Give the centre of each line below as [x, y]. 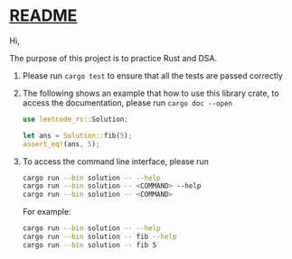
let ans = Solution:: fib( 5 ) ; [77, 135]
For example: [47, 212]
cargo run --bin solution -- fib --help [99, 237]
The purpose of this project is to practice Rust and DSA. [113, 58]
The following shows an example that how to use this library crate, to [151, 93]
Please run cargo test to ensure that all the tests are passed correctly [152, 75]
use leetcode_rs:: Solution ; [75, 119]
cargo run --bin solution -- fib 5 [89, 245]
